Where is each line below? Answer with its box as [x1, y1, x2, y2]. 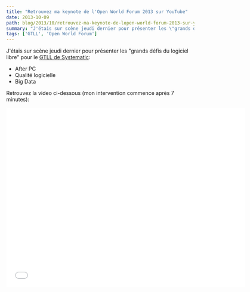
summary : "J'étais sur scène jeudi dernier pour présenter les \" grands [6, 25, 191, 32]
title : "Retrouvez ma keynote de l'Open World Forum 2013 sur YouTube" [6, 8, 188, 15]
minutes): [6, 96, 30, 103]
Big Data [14, 78, 36, 85]
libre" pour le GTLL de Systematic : [6, 54, 91, 61]
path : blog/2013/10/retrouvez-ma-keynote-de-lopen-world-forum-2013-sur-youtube [6, 20, 212, 26]
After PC [14, 65, 36, 72]
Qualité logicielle [14, 72, 56, 79]
